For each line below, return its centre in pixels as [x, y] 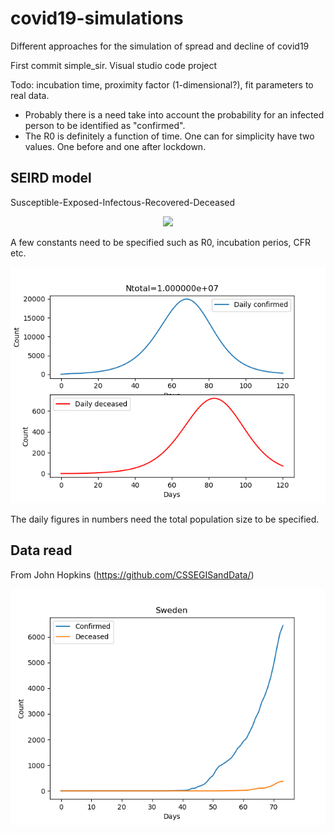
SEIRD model [51, 178]
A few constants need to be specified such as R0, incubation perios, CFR [160, 242]
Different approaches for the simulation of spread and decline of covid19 [160, 46]
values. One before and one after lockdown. [115, 146]
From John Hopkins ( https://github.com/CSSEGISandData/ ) [132, 574]
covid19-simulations [97, 18]
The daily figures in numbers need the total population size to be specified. [165, 519]
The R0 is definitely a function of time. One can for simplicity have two [169, 136]
